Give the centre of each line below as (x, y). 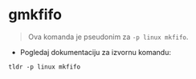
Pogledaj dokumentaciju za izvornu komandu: (95, 52)
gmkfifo (35, 15)
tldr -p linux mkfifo (45, 67)
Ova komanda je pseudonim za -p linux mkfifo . (108, 37)
